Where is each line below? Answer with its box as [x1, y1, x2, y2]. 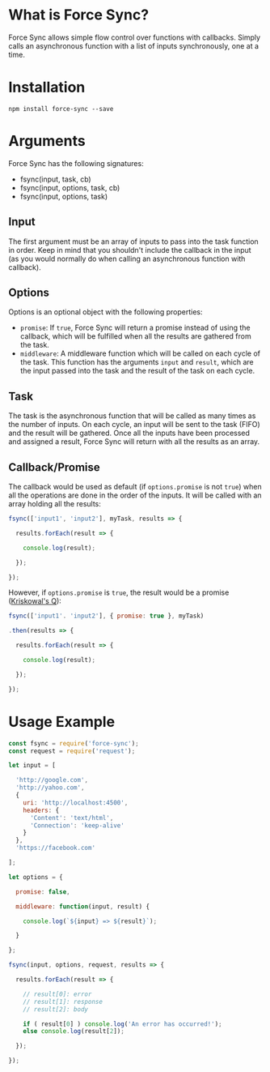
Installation [8, 79, 86, 96]
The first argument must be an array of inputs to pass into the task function [8, 237, 259, 246]
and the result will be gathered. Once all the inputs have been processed [8, 428, 251, 438]
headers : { [23, 806, 60, 814]
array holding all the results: [8, 499, 101, 509]
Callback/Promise [8, 460, 101, 474]
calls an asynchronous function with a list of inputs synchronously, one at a [8, 41, 259, 50]
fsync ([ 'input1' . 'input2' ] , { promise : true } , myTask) [8, 612, 205, 621]
